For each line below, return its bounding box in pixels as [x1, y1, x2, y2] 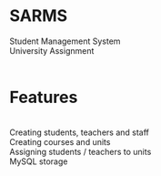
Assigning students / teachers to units [9, 146, 152, 157]
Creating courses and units [9, 136, 111, 147]
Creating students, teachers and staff [9, 127, 150, 138]
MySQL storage [9, 156, 68, 167]
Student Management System [9, 36, 121, 47]
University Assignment [9, 45, 95, 56]
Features [9, 88, 78, 108]
